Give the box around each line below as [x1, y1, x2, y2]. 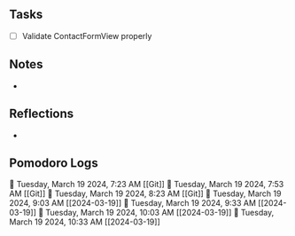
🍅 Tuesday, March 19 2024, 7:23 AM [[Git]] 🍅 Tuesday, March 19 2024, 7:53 [9, 179, 284, 190]
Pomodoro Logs [9, 155, 99, 170]
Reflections [9, 106, 74, 122]
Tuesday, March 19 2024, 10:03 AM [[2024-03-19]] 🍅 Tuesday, [45, 208, 275, 218]
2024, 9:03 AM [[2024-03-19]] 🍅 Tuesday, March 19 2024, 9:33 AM [9, 198, 257, 208]
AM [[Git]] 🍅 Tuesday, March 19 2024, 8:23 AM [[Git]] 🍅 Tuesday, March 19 [9, 188, 282, 199]
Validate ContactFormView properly [21, 30, 152, 41]
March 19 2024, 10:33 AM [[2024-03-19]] [9, 216, 161, 227]
